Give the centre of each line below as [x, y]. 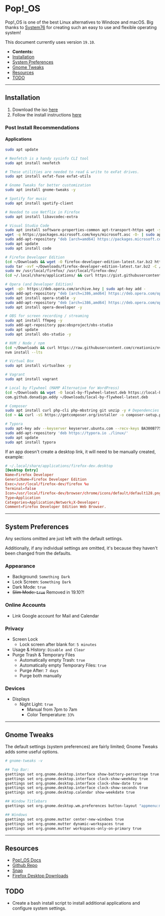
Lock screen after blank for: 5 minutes [58, 644]
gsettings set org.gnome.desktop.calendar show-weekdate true [70, 793]
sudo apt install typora [30, 442]
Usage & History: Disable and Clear [49, 649]
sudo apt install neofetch [33, 163]
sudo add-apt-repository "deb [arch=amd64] [50, 239]
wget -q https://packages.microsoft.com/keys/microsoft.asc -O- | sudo [80, 235]
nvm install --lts [24, 352]
